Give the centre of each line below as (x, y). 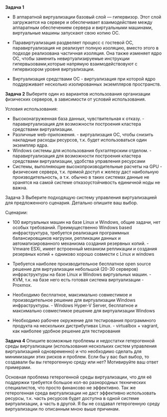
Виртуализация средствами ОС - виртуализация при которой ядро (84, 79)
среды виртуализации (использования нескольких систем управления (81, 346)
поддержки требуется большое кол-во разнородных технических (76, 382)
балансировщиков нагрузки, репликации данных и (67, 238)
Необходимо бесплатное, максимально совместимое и (72, 295)
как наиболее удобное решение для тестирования (66, 331)
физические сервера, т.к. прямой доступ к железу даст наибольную (85, 172)
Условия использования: (32, 109)
